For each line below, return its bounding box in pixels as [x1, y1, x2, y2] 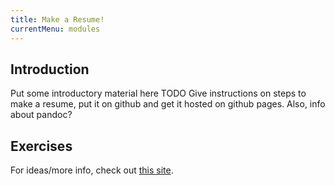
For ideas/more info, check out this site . [10, 164, 174, 176]
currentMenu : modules [10, 24, 101, 34]
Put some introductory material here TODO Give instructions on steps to [10, 87, 307, 100]
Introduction [10, 61, 90, 78]
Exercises [10, 137, 73, 155]
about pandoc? [10, 109, 73, 121]
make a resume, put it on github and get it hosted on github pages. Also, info [10, 98, 326, 110]
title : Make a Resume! [10, 14, 105, 25]
